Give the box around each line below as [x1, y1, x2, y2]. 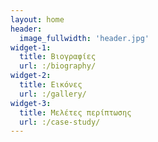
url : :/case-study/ [19, 117, 101, 127]
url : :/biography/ [19, 61, 97, 71]
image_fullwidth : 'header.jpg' [19, 33, 150, 43]
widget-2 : [10, 71, 52, 81]
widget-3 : [10, 98, 52, 108]
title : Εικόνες [19, 80, 83, 90]
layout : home [10, 14, 65, 25]
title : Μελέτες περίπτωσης [19, 107, 132, 118]
